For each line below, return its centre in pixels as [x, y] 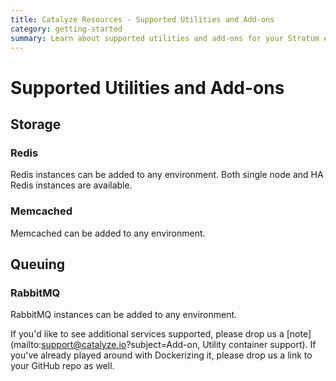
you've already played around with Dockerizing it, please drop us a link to [161, 355]
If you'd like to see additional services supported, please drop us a [147, 334]
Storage [36, 124]
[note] [299, 334]
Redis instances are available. [71, 185]
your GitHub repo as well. [62, 366]
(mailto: [26, 345]
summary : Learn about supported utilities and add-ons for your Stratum [165, 38]
